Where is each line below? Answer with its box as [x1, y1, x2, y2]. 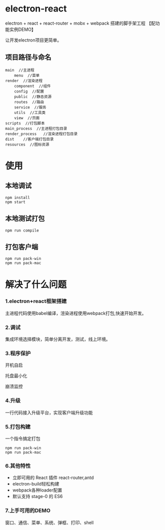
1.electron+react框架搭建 [5, 298, 67, 305]
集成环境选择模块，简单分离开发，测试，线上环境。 [5, 336, 110, 342]
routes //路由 [14, 99, 44, 104]
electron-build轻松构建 [12, 481, 59, 487]
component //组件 [14, 83, 51, 88]
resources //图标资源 [5, 142, 49, 147]
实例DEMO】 [9, 26, 36, 32]
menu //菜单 [14, 73, 40, 78]
